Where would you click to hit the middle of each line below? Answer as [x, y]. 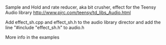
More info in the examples [32, 37]
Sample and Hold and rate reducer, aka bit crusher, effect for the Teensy [81, 7]
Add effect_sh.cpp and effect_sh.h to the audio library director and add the [83, 22]
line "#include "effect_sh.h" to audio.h [45, 27]
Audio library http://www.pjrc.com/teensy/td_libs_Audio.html [68, 12]
